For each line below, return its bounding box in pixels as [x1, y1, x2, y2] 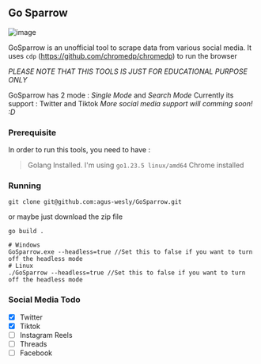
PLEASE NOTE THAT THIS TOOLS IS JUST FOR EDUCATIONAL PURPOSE [8, 67, 248, 76]
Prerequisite [8, 127, 57, 138]
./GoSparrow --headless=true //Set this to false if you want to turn [8, 269, 246, 277]
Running [8, 180, 42, 191]
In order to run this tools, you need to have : [8, 145, 151, 155]
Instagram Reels [19, 330, 73, 339]
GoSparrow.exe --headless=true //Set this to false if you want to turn [8, 248, 253, 256]
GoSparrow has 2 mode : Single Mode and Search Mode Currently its [8, 90, 234, 100]
